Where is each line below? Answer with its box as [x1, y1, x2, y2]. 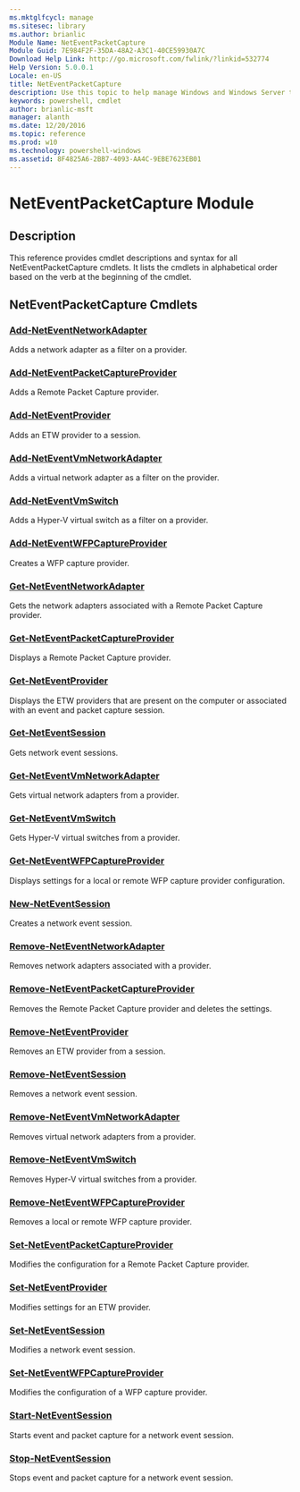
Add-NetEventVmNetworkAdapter [9, 452, 162, 464]
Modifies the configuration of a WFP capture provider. [9, 1387, 208, 1398]
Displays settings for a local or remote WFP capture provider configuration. [9, 875, 286, 886]
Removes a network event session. [9, 1089, 138, 1099]
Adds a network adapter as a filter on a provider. [9, 344, 187, 355]
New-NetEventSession [9, 897, 111, 910]
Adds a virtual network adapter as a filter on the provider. [9, 472, 221, 483]
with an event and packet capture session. [9, 704, 165, 716]
